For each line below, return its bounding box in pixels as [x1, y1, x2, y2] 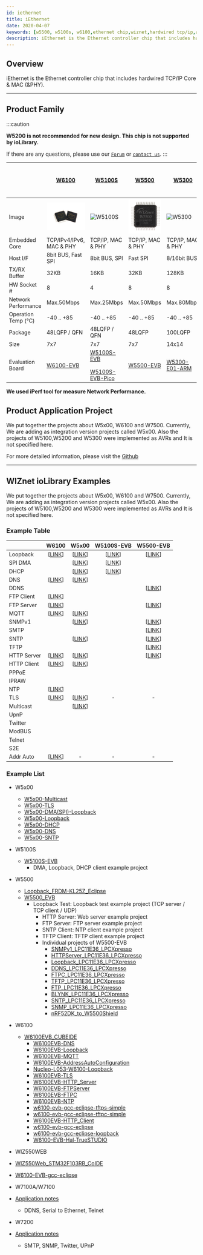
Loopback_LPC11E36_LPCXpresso [51, 958, 137, 965]
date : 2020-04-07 [6, 22, 50, 28]
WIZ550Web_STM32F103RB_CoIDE [14, 1159, 103, 1167]
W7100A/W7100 [14, 1183, 56, 1190]
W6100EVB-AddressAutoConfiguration [33, 1059, 130, 1066]
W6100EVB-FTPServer [33, 1085, 90, 1092]
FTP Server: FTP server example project [42, 919, 142, 927]
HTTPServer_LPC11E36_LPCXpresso [51, 951, 142, 959]
